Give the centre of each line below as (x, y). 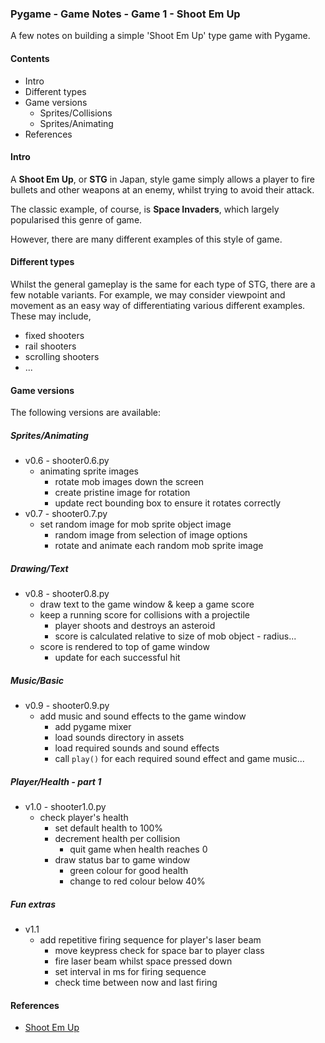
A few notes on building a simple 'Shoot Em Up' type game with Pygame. (160, 36)
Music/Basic (37, 680)
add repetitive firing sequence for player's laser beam (150, 939)
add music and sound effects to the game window (143, 716)
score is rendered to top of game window (124, 647)
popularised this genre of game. (76, 219)
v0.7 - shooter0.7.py (66, 514)
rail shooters (50, 346)
